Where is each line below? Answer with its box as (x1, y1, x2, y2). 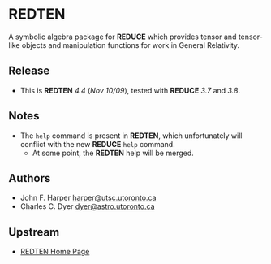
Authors (8, 171, 51, 185)
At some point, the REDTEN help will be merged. (32, 148, 195, 158)
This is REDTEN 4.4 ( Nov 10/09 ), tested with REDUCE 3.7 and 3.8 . (19, 85, 241, 95)
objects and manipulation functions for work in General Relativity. (21, 40, 240, 50)
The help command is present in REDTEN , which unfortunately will (19, 131, 243, 141)
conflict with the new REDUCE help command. (19, 139, 176, 149)
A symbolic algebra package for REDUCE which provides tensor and (8, 32, 237, 41)
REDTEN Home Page (19, 247, 90, 257)
